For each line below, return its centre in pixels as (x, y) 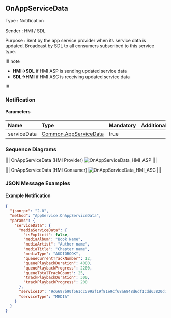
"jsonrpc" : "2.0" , (30, 211)
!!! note (13, 61)
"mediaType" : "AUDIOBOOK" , (52, 254)
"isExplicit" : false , (47, 235)
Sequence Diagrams (31, 149)
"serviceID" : (33, 292)
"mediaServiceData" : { (43, 230)
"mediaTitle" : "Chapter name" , (57, 249)
